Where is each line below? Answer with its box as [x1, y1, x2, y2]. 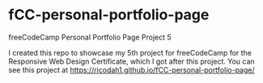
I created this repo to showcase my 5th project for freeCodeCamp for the [8, 48, 252, 57]
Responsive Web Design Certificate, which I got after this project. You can [8, 56, 255, 66]
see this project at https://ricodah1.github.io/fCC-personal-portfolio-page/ [8, 64, 255, 74]
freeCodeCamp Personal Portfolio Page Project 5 [8, 32, 172, 42]
